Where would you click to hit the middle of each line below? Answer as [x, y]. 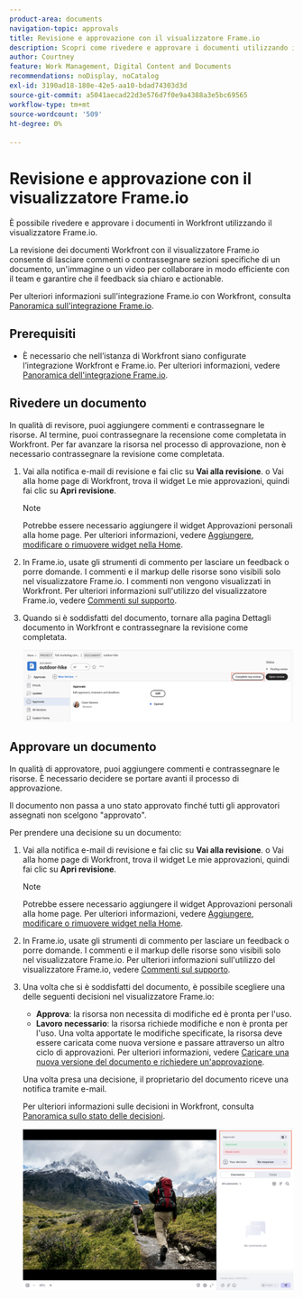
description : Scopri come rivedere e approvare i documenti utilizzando [149, 48]
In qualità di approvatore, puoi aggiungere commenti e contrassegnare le [145, 768]
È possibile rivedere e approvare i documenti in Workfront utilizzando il [141, 223]
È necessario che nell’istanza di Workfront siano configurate [134, 355]
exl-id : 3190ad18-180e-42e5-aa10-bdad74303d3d [98, 86]
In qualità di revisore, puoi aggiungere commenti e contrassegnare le [137, 425]
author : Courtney [42, 57]
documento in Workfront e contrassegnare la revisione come [135, 627]
